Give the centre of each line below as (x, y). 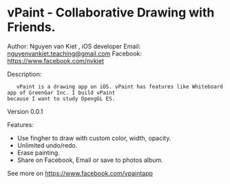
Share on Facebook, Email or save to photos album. (90, 160)
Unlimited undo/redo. (47, 145)
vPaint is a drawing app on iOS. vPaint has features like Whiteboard (120, 87)
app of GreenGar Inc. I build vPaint (61, 93)
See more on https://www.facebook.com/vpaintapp (80, 173)
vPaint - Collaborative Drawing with (111, 13)
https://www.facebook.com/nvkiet (56, 60)
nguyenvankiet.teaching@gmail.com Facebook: (75, 54)
